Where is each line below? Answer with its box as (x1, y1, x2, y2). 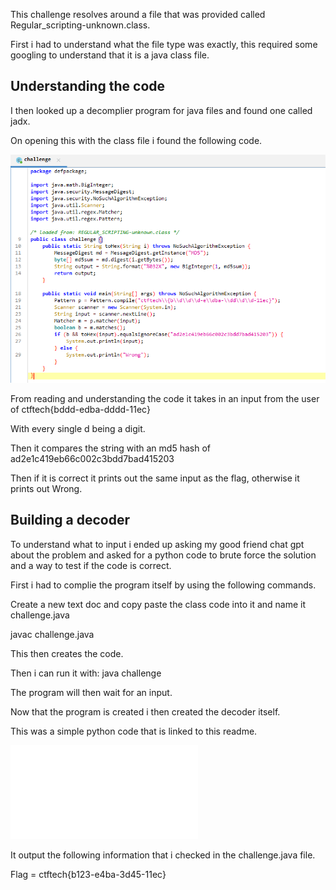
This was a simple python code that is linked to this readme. (10, 725, 258, 737)
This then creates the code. (10, 647, 124, 659)
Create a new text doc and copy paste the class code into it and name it (10, 598, 307, 610)
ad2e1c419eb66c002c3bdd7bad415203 (10, 453, 175, 465)
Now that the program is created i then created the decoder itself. (10, 705, 281, 718)
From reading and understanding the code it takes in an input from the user (10, 393, 320, 405)
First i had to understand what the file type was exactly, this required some (10, 39, 318, 50)
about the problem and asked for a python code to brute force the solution (10, 549, 317, 561)
